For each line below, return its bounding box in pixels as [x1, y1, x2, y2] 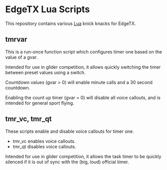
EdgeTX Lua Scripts [5, 4, 90, 15]
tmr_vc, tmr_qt [5, 115, 52, 123]
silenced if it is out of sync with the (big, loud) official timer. [5, 159, 129, 165]
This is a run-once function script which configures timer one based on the [5, 48, 162, 54]
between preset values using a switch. [5, 69, 86, 75]
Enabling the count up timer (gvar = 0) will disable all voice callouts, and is [5, 94, 161, 100]
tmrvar [5, 35, 27, 44]
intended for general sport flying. [5, 100, 75, 106]
